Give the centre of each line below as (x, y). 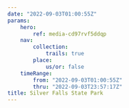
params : (19, 21)
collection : (51, 47)
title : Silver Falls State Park (55, 93)
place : (43, 60)
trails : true (64, 54)
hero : (29, 27)
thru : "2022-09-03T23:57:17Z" (78, 87)
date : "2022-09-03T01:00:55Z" (52, 14)
